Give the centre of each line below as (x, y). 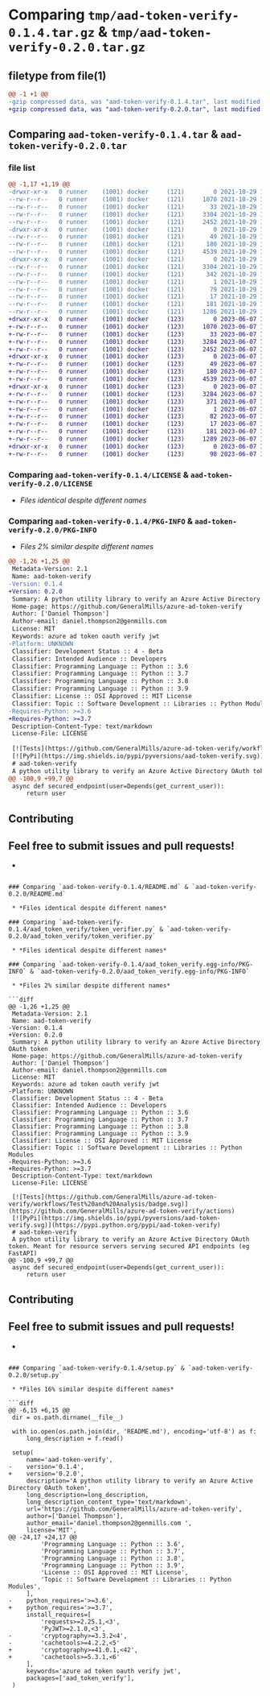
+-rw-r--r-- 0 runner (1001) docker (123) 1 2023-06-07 (133, 409)
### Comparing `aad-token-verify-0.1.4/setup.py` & (96, 1368)
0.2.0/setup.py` (35, 1375)
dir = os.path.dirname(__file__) (68, 1417)
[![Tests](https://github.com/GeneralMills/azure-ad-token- (115, 1198)
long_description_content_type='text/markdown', (109, 1502)
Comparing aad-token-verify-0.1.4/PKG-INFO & (101, 521)
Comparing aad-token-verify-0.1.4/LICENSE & (98, 474)
